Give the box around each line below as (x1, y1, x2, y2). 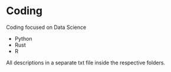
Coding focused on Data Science (6, 24, 87, 31)
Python (14, 35, 32, 42)
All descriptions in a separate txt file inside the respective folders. (6, 59, 166, 66)
